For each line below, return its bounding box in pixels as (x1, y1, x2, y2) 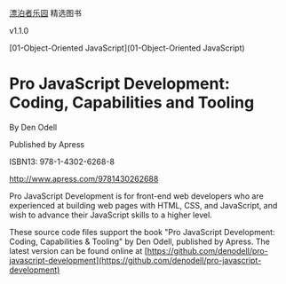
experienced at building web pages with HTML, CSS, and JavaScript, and (9, 200, 278, 210)
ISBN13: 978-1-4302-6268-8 (9, 156, 115, 167)
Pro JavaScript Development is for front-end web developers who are (9, 190, 264, 201)
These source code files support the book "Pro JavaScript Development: (9, 226, 275, 237)
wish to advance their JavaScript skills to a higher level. (9, 209, 213, 220)
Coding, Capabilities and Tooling (9, 92, 255, 113)
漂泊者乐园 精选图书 (9, 8, 82, 18)
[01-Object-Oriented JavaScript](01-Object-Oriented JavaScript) (9, 43, 246, 53)
